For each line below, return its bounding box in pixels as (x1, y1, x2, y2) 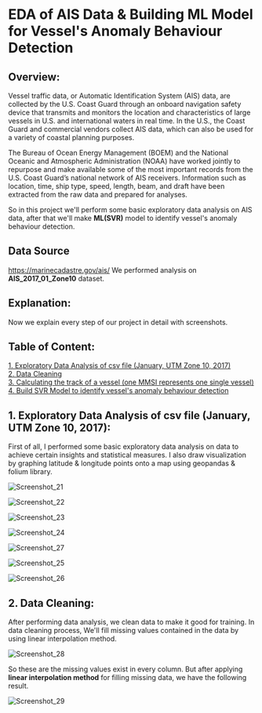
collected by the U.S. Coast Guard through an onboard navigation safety (8, 100, 242, 108)
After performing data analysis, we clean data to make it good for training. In (8, 617, 255, 627)
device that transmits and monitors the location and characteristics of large (8, 108, 251, 117)
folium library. (8, 467, 53, 476)
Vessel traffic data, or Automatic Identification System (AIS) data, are (8, 91, 231, 100)
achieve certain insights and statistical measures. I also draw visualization (8, 450, 247, 460)
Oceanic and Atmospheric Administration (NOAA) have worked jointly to (8, 156, 241, 166)
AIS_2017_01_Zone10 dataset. (8, 274, 104, 283)
